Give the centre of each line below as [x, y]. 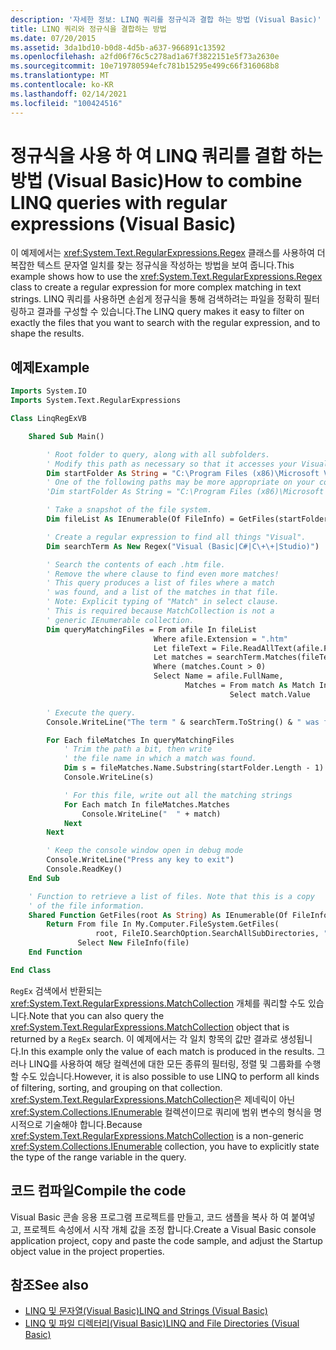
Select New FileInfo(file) [133, 943]
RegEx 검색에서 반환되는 [56, 990]
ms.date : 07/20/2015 [53, 38]
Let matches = [183, 657]
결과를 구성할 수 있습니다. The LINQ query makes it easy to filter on [170, 312]
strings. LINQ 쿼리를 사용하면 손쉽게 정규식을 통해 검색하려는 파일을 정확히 [156, 299]
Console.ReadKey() [84, 869]
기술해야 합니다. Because [93, 1124]
